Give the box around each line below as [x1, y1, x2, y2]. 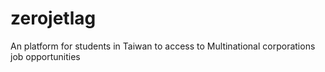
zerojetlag [10, 7, 97, 30]
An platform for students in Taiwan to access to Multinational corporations [10, 40, 316, 52]
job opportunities [10, 50, 81, 62]
